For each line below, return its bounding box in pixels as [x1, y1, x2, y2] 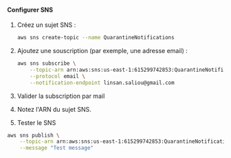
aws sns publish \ [7, 132, 60, 139]
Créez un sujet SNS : [16, 21, 76, 29]
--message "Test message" [19, 145, 94, 152]
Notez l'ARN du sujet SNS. [16, 105, 91, 113]
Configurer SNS [7, 6, 54, 14]
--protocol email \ [30, 72, 86, 79]
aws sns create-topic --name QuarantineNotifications [16, 34, 175, 41]
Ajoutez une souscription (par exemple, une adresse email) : [16, 47, 188, 55]
